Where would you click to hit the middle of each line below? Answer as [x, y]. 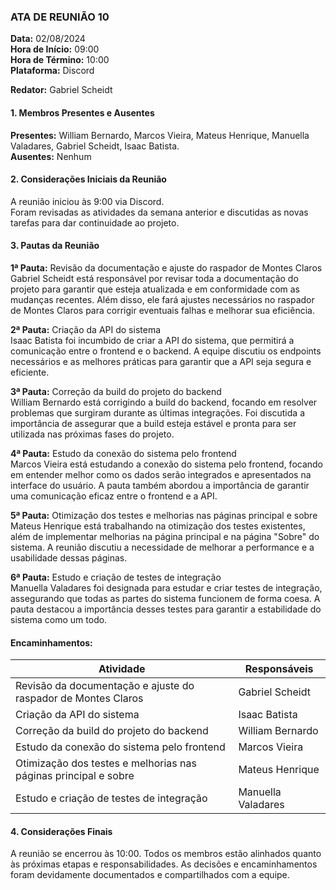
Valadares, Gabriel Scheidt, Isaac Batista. [95, 146]
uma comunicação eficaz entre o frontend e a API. [114, 496]
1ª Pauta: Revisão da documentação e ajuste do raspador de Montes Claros [166, 267]
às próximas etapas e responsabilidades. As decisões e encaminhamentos [164, 864]
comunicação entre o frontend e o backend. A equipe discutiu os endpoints [166, 351]
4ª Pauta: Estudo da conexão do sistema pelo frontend [123, 453]
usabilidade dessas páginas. [69, 557]
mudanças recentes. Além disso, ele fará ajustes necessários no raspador [162, 299]
